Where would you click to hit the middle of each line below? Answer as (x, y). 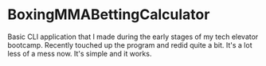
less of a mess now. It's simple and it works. (80, 53)
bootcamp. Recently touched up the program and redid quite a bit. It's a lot (130, 45)
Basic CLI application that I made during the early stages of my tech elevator (133, 37)
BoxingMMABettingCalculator (109, 15)
